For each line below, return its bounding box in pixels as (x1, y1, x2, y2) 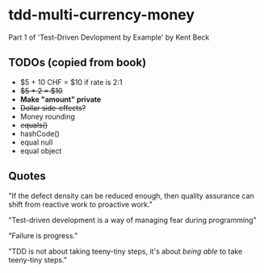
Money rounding (19, 111, 75, 121)
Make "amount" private (19, 94, 102, 104)
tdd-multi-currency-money (8, 6, 195, 24)
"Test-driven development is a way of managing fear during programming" (8, 215, 257, 225)
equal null (19, 137, 53, 147)
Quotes (8, 170, 47, 183)
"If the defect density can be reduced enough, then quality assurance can (8, 191, 254, 200)
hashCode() (19, 128, 61, 138)
